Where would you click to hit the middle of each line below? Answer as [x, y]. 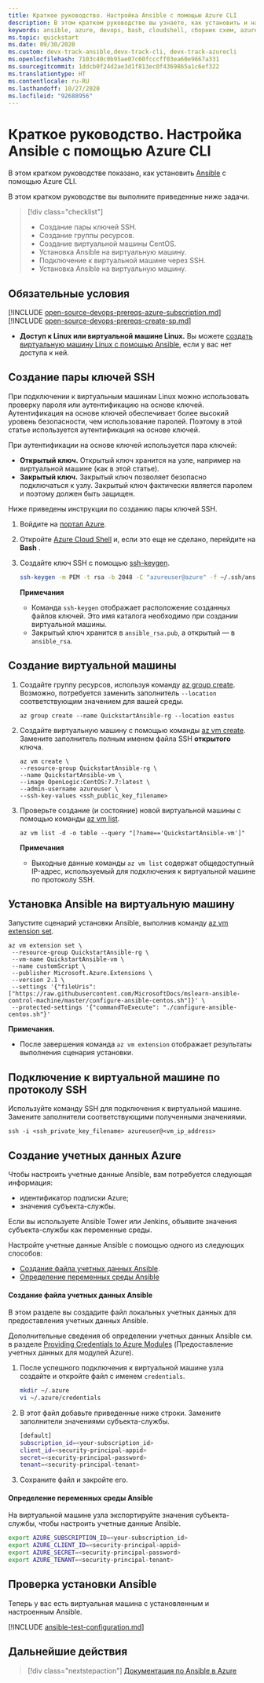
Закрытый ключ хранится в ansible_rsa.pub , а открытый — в [133, 632]
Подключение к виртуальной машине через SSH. [122, 261]
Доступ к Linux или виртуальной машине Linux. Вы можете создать [136, 336]
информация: [31, 1182]
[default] [36, 1435]
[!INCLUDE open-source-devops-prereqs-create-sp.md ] [100, 321]
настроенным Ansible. [45, 1611]
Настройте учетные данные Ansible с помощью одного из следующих [126, 1245]
